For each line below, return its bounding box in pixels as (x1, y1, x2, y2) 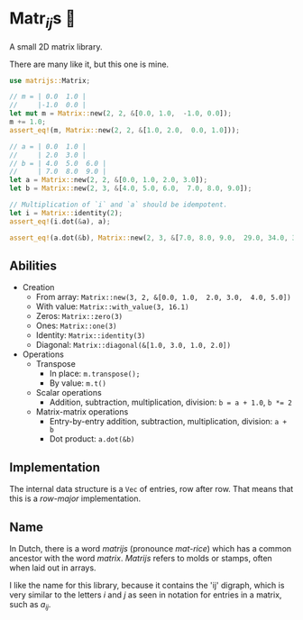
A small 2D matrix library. (9, 41, 103, 52)
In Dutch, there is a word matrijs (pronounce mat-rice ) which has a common (9, 542, 292, 553)
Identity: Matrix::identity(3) (35, 330, 146, 341)
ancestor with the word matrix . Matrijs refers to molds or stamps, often (9, 552, 272, 563)
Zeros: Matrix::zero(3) (35, 311, 124, 322)
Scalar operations (35, 387, 102, 398)
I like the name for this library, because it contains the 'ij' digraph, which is (9, 579, 285, 590)
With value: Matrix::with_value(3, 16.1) (35, 301, 189, 312)
